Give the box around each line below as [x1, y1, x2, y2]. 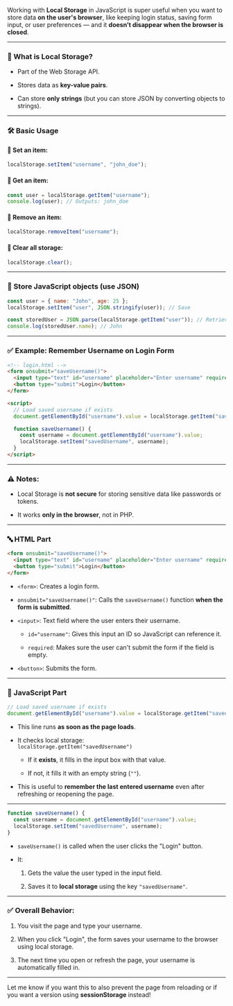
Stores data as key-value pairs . [17, 81, 108, 89]
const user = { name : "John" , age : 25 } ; [7, 298, 129, 305]
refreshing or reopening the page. [17, 790, 114, 799]
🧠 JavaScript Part [7, 688, 67, 697]
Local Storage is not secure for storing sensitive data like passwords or [17, 490, 222, 498]
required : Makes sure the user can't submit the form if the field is [27, 643, 215, 651]
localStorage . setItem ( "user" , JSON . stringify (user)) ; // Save [7, 304, 191, 311]
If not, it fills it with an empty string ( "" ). [27, 769, 141, 778]
